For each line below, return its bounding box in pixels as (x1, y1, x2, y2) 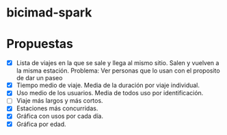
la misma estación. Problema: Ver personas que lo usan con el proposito (16, 66, 220, 75)
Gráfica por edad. (16, 120, 66, 128)
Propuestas (6, 36, 73, 52)
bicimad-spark (6, 5, 92, 21)
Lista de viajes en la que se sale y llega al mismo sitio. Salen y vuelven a (16, 59, 219, 67)
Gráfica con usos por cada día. (16, 112, 104, 121)
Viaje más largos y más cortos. (16, 97, 103, 105)
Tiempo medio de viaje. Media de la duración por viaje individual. (16, 81, 200, 90)
